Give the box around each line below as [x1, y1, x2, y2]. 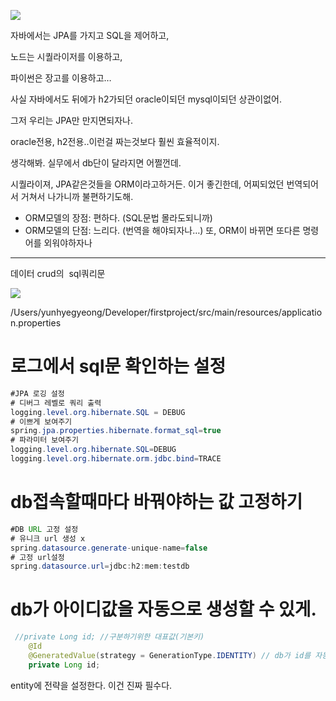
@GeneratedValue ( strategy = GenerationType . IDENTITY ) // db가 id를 [28, 650, 312, 660]
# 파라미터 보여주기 [10, 435, 79, 445]
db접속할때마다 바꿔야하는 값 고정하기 [10, 491, 303, 514]
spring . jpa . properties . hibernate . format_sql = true [10, 426, 222, 436]
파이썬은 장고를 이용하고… [10, 72, 112, 84]
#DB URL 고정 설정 [10, 524, 79, 534]
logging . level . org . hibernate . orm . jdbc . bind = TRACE [10, 454, 222, 464]
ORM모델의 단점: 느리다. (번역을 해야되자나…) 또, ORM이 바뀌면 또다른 [24, 225, 301, 236]
